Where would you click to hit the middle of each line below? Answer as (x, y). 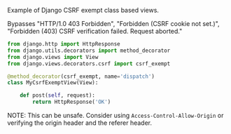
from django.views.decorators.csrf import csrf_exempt (89, 63)
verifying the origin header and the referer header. (80, 123)
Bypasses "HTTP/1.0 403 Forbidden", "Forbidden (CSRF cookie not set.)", (113, 24)
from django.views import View (53, 57)
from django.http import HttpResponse (64, 44)
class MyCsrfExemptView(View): (53, 83)
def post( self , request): (58, 95)
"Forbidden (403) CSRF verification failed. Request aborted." (95, 31)
